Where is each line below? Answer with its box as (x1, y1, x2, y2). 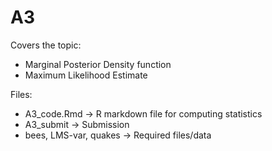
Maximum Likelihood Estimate (24, 69, 148, 81)
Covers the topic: (10, 39, 82, 51)
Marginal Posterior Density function (24, 58, 172, 70)
